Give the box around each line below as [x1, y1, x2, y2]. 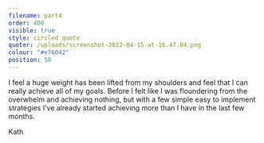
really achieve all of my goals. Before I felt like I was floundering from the [8, 86, 248, 95]
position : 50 [8, 56, 52, 64]
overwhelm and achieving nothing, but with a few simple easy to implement [8, 95, 256, 104]
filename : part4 [8, 11, 62, 20]
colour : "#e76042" [8, 48, 69, 56]
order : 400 [8, 19, 45, 27]
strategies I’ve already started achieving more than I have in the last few [8, 102, 245, 112]
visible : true [8, 26, 56, 34]
